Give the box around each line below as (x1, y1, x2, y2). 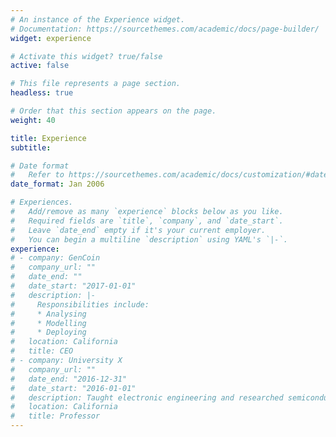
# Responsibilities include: (10, 299, 150, 310)
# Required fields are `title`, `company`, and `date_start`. (10, 216, 284, 226)
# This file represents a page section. (10, 79, 182, 89)
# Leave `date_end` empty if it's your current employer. (10, 225, 267, 235)
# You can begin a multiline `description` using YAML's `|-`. (10, 234, 288, 245)
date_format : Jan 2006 (10, 179, 105, 190)
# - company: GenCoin (10, 253, 101, 263)
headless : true (10, 88, 74, 98)
